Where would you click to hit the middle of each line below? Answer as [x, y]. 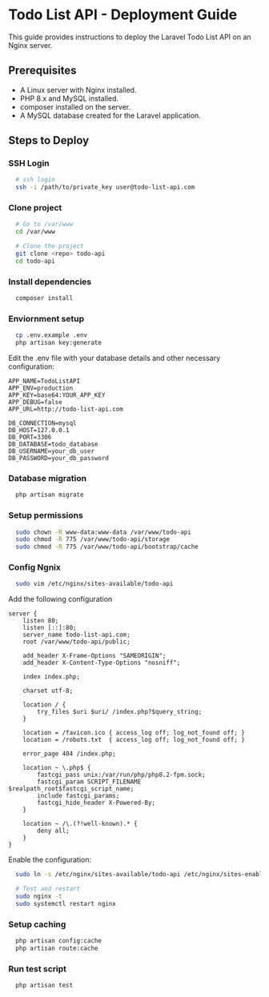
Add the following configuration [60, 599]
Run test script [37, 968]
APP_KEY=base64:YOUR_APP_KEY [57, 395]
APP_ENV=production [41, 388]
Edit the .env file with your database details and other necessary [114, 358]
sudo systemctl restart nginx [66, 903]
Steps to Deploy [49, 140]
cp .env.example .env [52, 335]
